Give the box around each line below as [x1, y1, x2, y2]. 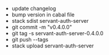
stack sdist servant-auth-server [11, 18, 89, 24]
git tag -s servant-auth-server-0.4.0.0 [11, 30, 104, 37]
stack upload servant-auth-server [11, 42, 94, 49]
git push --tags [11, 36, 49, 43]
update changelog [11, 5, 57, 12]
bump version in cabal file [11, 11, 75, 18]
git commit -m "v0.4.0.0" [11, 23, 72, 30]
